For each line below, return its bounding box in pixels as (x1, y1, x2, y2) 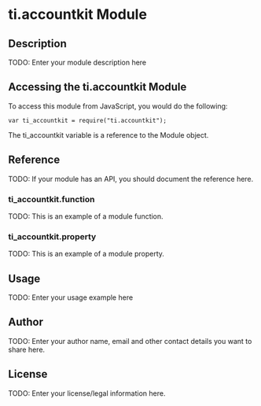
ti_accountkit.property (8, 231, 97, 242)
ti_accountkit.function (8, 194, 95, 205)
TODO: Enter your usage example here (8, 293, 134, 302)
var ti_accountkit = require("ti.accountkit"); (8, 116, 167, 124)
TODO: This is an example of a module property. (8, 249, 165, 259)
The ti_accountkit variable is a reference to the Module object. (8, 130, 209, 139)
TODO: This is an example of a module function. (8, 211, 164, 221)
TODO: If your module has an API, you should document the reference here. (8, 174, 254, 183)
